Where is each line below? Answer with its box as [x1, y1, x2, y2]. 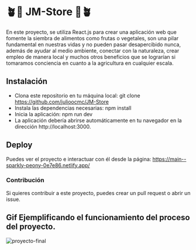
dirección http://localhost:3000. [14, 123, 91, 130]
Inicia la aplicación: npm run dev [14, 110, 92, 117]
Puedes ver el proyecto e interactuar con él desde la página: [6, 155, 152, 162]
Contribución [6, 176, 45, 185]
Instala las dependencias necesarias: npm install [14, 104, 132, 112]
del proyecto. [6, 222, 56, 232]
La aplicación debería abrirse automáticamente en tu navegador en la [14, 117, 183, 124]
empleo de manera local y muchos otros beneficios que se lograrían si [6, 53, 176, 60]
